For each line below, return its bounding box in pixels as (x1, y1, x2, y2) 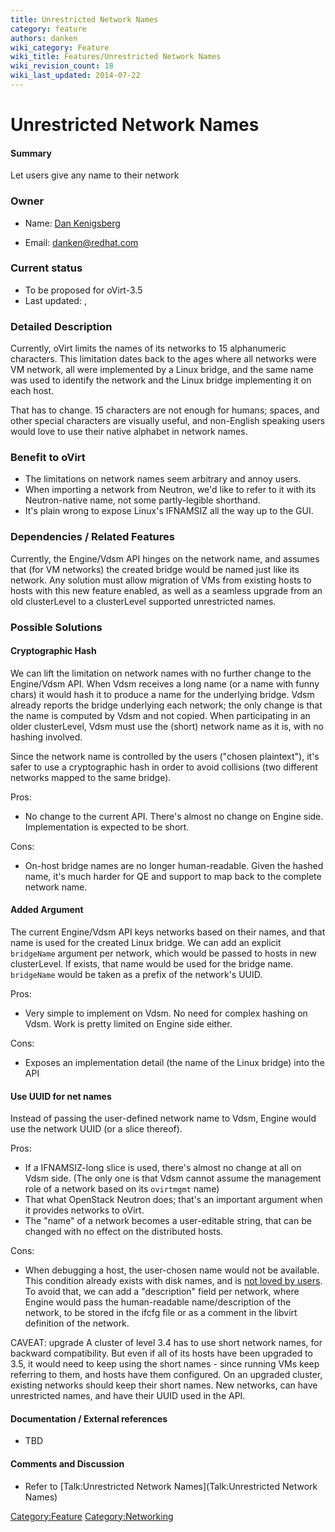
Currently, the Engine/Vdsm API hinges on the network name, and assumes (10, 552, 320, 565)
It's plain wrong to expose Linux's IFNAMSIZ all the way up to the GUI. (24, 505, 314, 517)
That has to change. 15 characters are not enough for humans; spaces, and (10, 404, 320, 416)
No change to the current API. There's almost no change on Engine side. (24, 810, 324, 822)
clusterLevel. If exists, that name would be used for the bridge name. (10, 958, 294, 970)
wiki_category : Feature (10, 42, 110, 53)
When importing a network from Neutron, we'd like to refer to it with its (24, 484, 317, 496)
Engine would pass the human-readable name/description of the (24, 1296, 292, 1308)
